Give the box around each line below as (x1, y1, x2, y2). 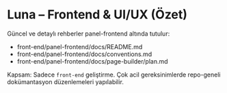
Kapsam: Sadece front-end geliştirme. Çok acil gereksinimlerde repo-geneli (7, 70, 221, 79)
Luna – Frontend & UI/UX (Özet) (7, 7, 188, 23)
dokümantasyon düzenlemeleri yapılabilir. (7, 77, 124, 85)
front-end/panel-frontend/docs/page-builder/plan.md (16, 57, 169, 65)
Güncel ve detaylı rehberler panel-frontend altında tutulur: (7, 29, 170, 38)
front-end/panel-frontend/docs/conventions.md (16, 50, 152, 58)
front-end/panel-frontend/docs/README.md (16, 42, 143, 51)
